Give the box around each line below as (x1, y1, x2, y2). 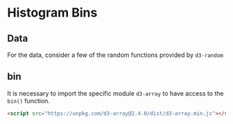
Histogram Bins (7, 5, 98, 21)
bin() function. (7, 96, 51, 105)
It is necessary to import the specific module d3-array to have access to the (7, 89, 224, 98)
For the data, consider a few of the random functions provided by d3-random (7, 51, 223, 59)
